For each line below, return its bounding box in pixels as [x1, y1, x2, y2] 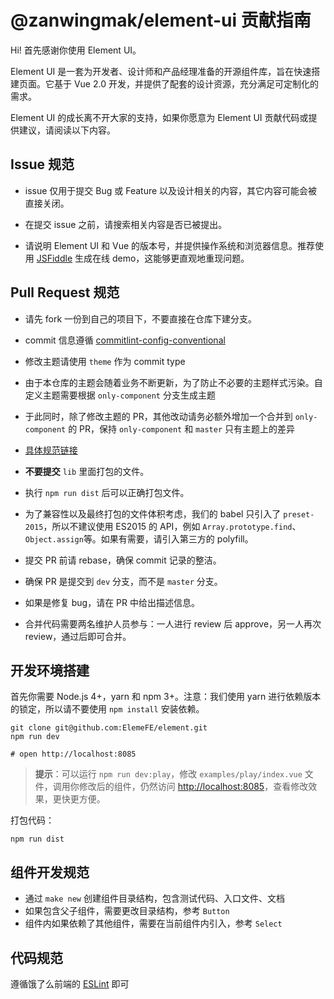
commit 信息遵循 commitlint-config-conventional [24, 334, 226, 346]
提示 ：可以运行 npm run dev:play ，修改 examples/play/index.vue [34, 768, 303, 780]
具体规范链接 [24, 444, 78, 456]
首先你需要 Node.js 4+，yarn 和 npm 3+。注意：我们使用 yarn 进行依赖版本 [10, 691, 322, 703]
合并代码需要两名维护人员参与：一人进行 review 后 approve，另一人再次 [24, 617, 322, 630]
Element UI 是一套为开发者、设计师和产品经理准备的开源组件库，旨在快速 [10, 65, 312, 77]
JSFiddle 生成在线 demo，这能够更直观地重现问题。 [36, 252, 250, 264]
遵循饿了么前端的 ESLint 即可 [10, 978, 130, 990]
